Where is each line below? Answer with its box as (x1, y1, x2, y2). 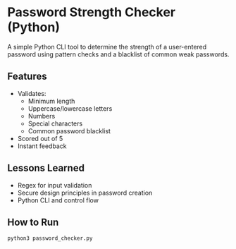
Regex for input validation (17, 181, 92, 189)
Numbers (27, 111, 56, 120)
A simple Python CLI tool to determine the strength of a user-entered (7, 42, 207, 51)
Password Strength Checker (7, 4, 176, 20)
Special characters (27, 119, 83, 128)
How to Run (7, 216, 59, 228)
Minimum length (27, 97, 75, 105)
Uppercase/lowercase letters (27, 104, 113, 113)
